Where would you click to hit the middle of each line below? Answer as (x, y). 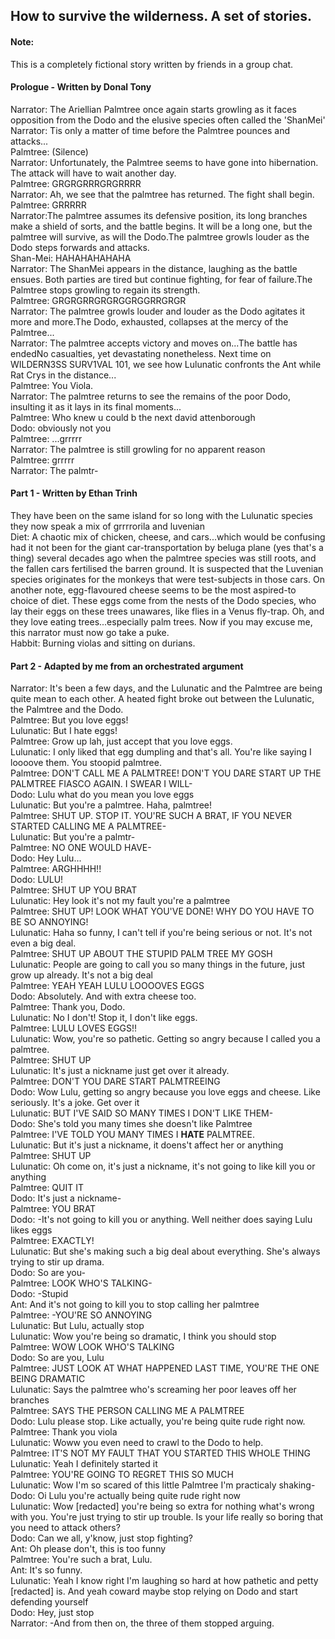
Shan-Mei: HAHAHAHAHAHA (71, 258)
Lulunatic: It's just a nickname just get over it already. (120, 1071)
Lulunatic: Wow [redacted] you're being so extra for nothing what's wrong (162, 1506)
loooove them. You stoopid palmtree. (86, 763)
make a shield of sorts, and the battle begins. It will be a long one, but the (161, 226)
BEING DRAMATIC (48, 1379)
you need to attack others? (65, 1528)
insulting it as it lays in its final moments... (96, 406)
